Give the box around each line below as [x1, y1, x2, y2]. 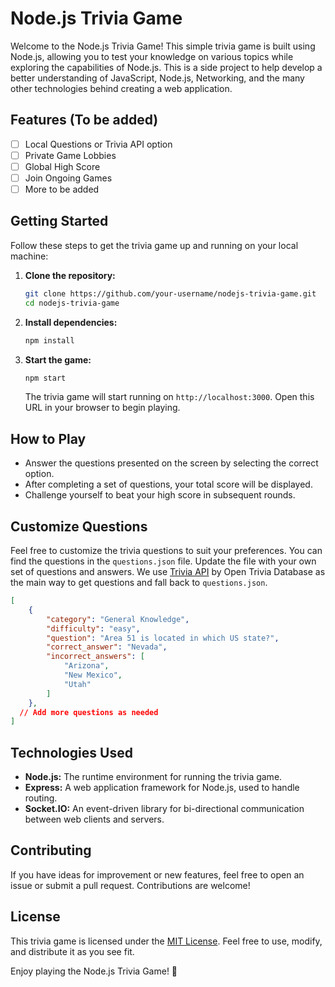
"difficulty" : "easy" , [46, 623, 141, 634]
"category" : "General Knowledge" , [46, 614, 190, 624]
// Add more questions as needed [19, 707, 159, 717]
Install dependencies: [24, 316, 118, 328]
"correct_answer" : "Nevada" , [46, 642, 168, 652]
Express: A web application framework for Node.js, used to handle [24, 782, 300, 794]
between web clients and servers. [24, 813, 165, 826]
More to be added [24, 183, 100, 195]
